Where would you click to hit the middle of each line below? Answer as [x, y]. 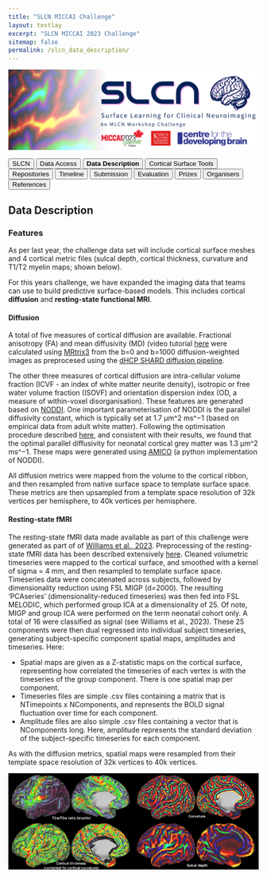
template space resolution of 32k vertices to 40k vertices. [103, 762]
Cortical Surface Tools [181, 163]
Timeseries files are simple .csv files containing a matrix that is [122, 696]
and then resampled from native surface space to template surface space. [130, 484]
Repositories [31, 174]
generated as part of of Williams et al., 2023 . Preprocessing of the [116, 545]
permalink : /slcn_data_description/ [69, 50]
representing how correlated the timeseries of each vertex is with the [133, 671]
